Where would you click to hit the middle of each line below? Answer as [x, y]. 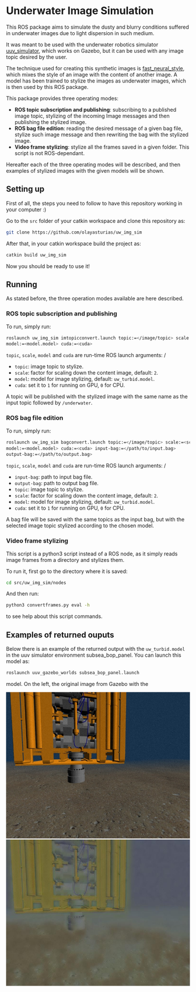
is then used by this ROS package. [47, 87]
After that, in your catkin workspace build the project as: [73, 243]
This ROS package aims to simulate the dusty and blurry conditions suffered [98, 27]
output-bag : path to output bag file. [57, 483]
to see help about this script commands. [55, 616]
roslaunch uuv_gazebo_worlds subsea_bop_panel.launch [73, 673]
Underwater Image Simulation [80, 11]
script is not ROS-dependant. [50, 153]
